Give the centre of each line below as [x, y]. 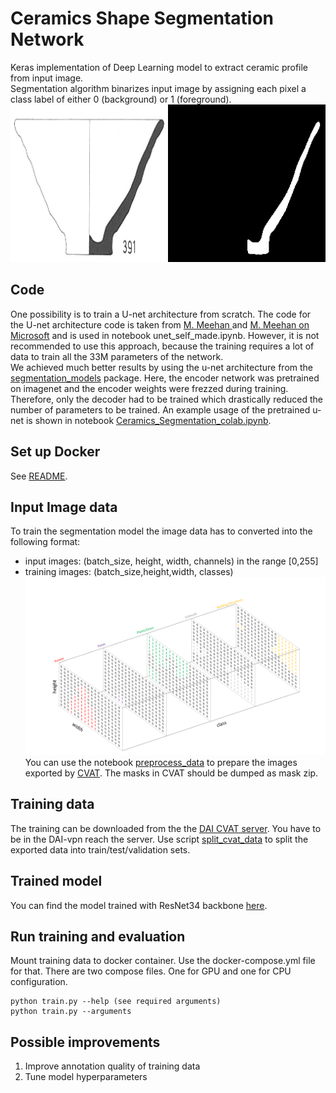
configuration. [39, 982]
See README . [39, 476]
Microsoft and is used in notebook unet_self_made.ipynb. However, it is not [165, 335]
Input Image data [64, 507]
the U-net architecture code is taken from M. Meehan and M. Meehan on [160, 324]
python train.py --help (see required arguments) [116, 1002]
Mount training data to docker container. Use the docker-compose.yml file [163, 961]
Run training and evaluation [98, 937]
